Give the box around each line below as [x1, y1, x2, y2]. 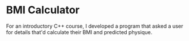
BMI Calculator [6, 3, 80, 17]
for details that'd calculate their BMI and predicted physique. [6, 28, 153, 35]
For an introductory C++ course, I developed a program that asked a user [6, 23, 184, 29]
